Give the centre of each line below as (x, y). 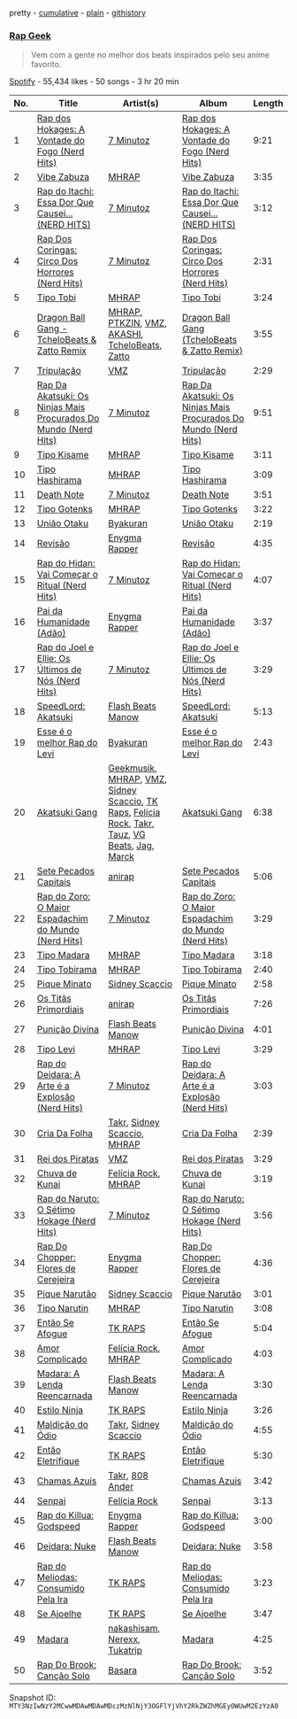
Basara (122, 1670)
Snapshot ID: (33, 1698)
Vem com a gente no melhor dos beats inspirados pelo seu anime (150, 55)
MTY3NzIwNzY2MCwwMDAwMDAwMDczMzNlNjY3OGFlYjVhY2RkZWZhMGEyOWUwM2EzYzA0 (144, 1707)
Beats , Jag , (131, 846)
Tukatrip (126, 1651)
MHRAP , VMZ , (138, 779)
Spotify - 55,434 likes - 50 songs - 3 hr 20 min (94, 81)
